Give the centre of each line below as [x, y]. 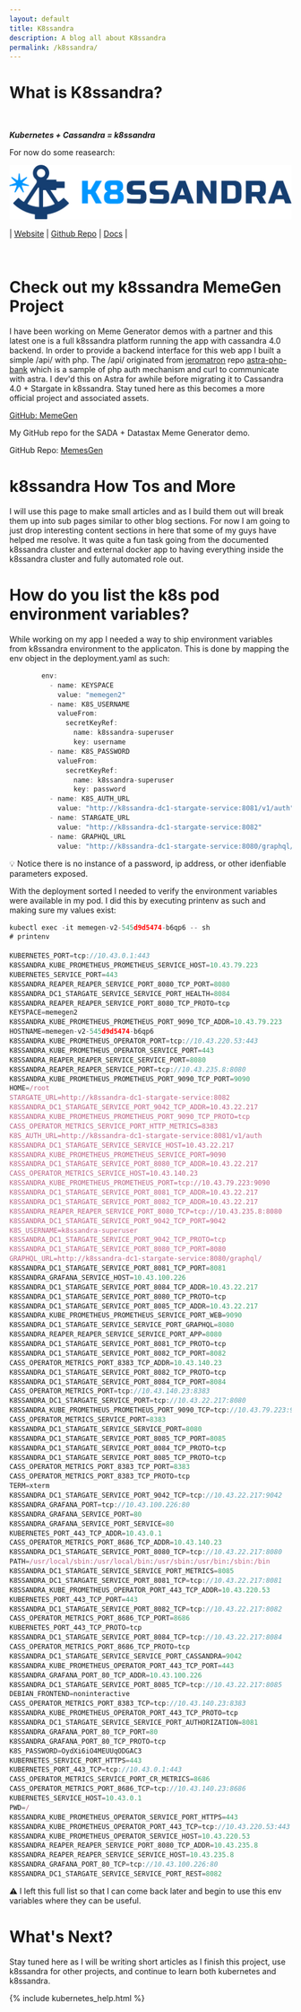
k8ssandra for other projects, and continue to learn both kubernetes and [143, 1971]
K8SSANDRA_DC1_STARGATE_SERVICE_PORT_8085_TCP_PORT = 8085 [118, 1439]
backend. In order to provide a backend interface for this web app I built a [145, 351]
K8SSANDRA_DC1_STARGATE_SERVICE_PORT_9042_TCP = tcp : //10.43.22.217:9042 [146, 1496]
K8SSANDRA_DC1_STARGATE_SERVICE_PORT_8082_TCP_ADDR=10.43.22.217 [133, 1202]
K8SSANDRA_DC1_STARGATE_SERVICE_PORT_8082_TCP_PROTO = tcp [118, 1372]
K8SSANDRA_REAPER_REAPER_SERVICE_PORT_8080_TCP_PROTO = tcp [120, 1003]
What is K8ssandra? [86, 93]
